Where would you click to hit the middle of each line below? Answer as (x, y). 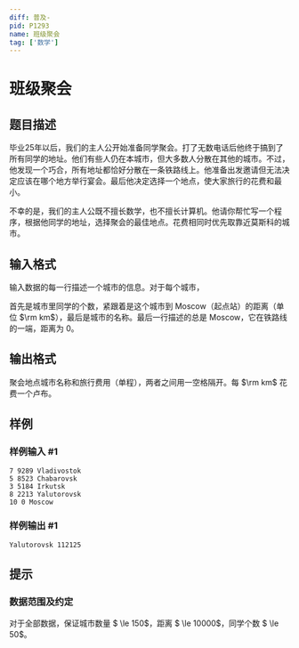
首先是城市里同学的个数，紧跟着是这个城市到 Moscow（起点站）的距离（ (143, 306)
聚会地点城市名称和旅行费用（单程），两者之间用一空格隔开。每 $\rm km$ (143, 382)
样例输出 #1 (33, 526)
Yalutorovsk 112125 (45, 545)
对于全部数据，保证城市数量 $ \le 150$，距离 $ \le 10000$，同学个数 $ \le (144, 623)
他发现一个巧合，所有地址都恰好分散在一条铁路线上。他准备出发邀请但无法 (145, 170)
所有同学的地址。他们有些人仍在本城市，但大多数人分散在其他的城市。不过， (149, 159)
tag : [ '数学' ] (34, 42)
